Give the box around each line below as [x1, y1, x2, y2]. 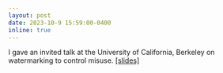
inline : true [8, 26, 51, 34]
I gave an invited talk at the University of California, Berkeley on [8, 48, 215, 57]
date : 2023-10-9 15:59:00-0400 [8, 19, 111, 27]
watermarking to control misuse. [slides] [8, 56, 140, 65]
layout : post [8, 11, 51, 20]
